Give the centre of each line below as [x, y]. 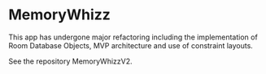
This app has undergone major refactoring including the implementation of [133, 37]
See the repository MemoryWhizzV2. [70, 61]
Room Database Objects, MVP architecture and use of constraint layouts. [131, 45]
